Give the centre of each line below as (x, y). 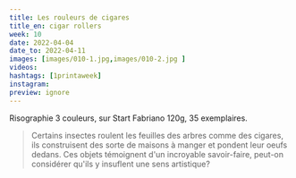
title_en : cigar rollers (55, 26)
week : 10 (25, 34)
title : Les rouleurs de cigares (69, 17)
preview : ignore (39, 92)
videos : (24, 68)
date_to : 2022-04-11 (48, 51)
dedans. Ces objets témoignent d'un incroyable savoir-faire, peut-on (157, 154)
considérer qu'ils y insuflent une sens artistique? (120, 164)
